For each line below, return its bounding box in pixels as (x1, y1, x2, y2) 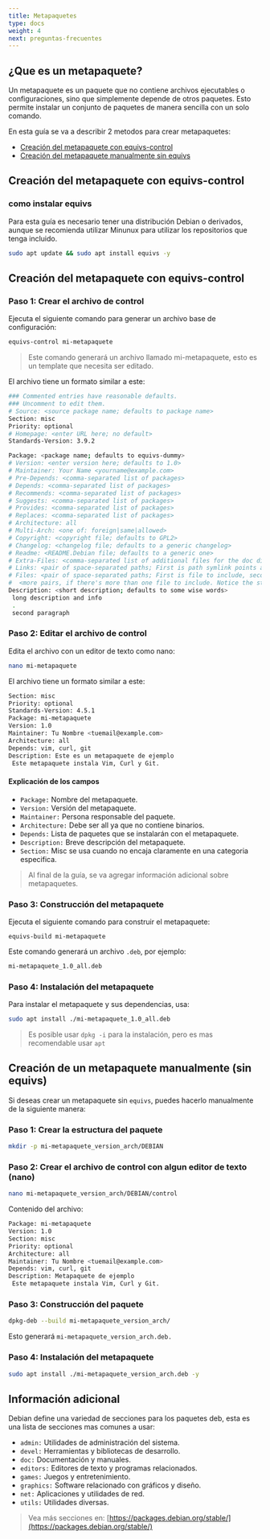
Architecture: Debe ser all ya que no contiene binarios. (19, 820, 205, 830)
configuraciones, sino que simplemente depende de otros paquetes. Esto (8, 94, 252, 104)
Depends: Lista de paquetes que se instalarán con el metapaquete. (19, 828, 239, 838)
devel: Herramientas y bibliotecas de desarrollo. (19, 1446, 181, 1456)
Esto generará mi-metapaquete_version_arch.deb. (8, 1331, 173, 1341)
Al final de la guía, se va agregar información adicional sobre (27, 870, 229, 880)
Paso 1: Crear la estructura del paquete (8, 1124, 163, 1135)
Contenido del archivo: (8, 1204, 84, 1214)
